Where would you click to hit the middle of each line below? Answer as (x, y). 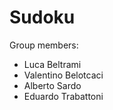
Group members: (44, 45)
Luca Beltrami (52, 64)
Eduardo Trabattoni (63, 96)
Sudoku (42, 17)
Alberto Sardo (52, 85)
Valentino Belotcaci (63, 75)
